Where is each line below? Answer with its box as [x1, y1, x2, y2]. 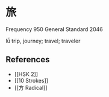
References [5, 54, 50, 65]
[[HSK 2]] [14, 70, 39, 78]
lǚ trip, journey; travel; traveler [5, 37, 81, 44]
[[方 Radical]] [14, 84, 48, 91]
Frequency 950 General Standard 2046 [5, 25, 103, 33]
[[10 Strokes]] [14, 77, 49, 84]
